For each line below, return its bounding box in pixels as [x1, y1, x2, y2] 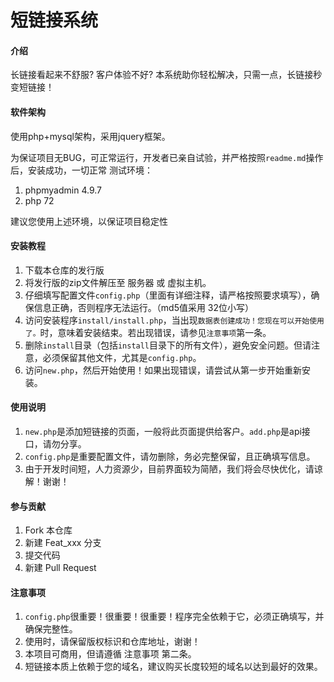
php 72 [24, 194, 55, 206]
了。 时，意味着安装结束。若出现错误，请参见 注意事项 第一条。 [24, 326, 272, 338]
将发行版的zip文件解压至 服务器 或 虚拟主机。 [24, 276, 212, 288]
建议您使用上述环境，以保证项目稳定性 [10, 215, 168, 227]
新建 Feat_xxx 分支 [24, 537, 102, 549]
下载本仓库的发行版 [24, 264, 105, 276]
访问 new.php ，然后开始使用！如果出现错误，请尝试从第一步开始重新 [24, 364, 302, 376]
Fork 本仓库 [24, 524, 73, 536]
